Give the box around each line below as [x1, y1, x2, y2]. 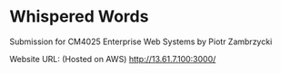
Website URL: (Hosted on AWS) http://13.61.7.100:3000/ [9, 53, 216, 64]
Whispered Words [9, 6, 149, 27]
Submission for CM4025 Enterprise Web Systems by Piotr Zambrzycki [9, 36, 273, 47]
